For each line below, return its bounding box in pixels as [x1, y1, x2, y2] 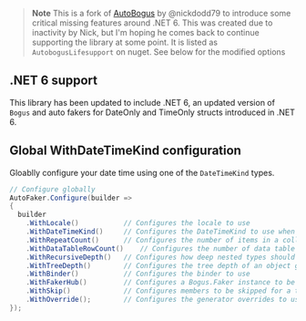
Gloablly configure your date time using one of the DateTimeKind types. [9, 167, 275, 178]
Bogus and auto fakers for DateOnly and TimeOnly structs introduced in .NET [9, 107, 296, 118]
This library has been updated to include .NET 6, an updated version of [9, 97, 276, 108]
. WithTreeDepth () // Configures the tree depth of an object [25, 261, 291, 270]
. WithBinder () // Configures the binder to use [25, 269, 250, 279]
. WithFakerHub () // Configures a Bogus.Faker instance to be [25, 278, 296, 287]
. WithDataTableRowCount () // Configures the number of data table [25, 243, 296, 254]
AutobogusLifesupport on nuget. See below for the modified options [31, 47, 286, 57]
